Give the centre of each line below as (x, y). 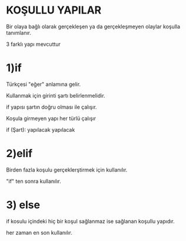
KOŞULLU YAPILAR (54, 10)
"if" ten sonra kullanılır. (34, 181)
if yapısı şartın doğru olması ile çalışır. (52, 107)
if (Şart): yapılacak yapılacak (41, 129)
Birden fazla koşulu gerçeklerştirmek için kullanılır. (67, 170)
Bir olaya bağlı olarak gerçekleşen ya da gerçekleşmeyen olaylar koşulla (93, 26)
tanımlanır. (19, 32)
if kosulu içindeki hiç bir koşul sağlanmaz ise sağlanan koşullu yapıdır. (90, 221)
